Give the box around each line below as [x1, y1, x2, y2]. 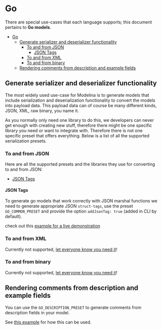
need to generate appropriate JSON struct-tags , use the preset [5, 203, 133, 209]
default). [5, 214, 22, 220]
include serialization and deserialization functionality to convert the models [5, 97, 156, 103]
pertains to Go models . [5, 24, 52, 30]
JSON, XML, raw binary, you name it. [5, 108, 79, 113]
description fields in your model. [5, 309, 70, 315]
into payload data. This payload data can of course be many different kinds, [5, 102, 157, 108]
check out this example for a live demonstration [5, 223, 101, 229]
